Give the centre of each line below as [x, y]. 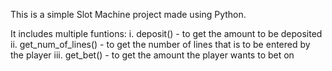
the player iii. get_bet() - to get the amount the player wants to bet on [152, 55]
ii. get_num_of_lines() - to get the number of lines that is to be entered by [160, 44]
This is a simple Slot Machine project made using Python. [128, 14]
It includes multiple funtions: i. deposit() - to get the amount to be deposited [166, 33]
